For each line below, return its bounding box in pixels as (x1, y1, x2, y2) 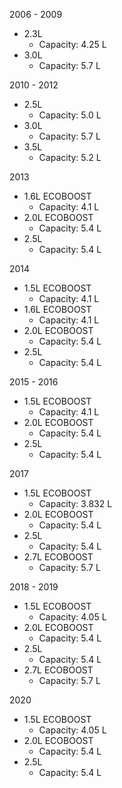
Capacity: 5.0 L (38, 109, 102, 121)
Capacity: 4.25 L (38, 39, 107, 50)
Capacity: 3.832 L (38, 498, 113, 509)
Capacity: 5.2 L (38, 152, 102, 163)
